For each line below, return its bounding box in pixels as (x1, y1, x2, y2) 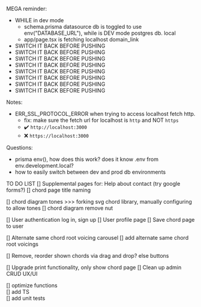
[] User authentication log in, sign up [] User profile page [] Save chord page (6, 216, 195, 223)
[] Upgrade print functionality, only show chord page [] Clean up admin (6, 264, 182, 271)
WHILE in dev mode (14, 17, 64, 23)
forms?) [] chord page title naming (6, 186, 91, 193)
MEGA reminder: (6, 5, 47, 12)
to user (6, 222, 24, 229)
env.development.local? (14, 162, 74, 169)
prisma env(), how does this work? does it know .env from (14, 156, 159, 163)
